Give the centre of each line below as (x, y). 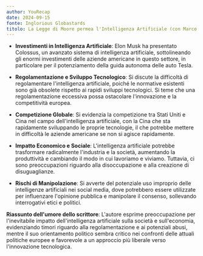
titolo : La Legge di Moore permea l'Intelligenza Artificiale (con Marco (102, 29)
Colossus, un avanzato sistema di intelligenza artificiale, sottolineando (103, 53)
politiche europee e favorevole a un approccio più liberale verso (86, 240)
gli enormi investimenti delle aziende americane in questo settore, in (100, 59)
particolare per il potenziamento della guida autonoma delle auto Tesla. (104, 66)
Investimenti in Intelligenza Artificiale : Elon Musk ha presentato (96, 46)
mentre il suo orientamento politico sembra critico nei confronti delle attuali (100, 234)
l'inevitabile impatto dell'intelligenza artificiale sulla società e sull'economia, (101, 221)
